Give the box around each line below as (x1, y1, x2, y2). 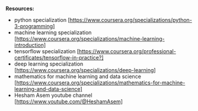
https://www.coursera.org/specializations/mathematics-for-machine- (16, 79, 186, 86)
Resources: (5, 5, 34, 12)
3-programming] (14, 23, 55, 30)
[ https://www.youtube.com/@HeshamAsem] (14, 98, 123, 105)
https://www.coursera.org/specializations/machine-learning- (16, 35, 165, 42)
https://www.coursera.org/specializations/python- (69, 17, 192, 23)
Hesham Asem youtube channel (14, 92, 92, 99)
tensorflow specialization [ (14, 48, 79, 55)
